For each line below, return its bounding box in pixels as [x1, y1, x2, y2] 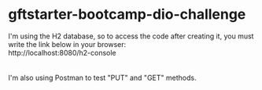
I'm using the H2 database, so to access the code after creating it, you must [8, 31, 254, 41]
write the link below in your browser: [8, 39, 127, 49]
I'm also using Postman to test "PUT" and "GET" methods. [8, 73, 197, 82]
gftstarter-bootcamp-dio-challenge [8, 5, 246, 23]
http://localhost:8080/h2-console [8, 48, 116, 57]
